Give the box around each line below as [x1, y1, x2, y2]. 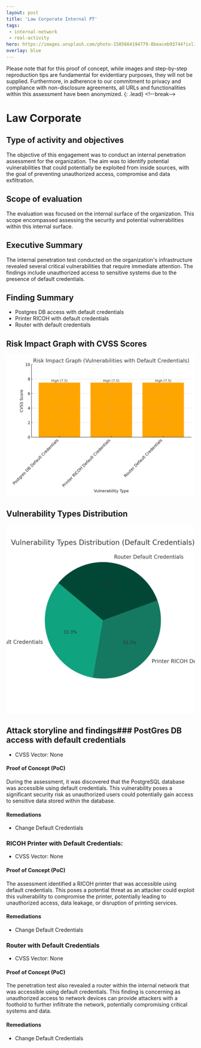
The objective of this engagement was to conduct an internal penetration [6, 151, 186, 158]
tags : [6, 22, 20, 28]
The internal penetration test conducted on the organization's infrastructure [6, 256, 193, 264]
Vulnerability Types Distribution [6, 508, 128, 519]
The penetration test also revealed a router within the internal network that [6, 982, 190, 989]
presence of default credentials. [6, 275, 86, 282]
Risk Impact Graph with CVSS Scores [6, 339, 147, 349]
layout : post [6, 10, 39, 16]
